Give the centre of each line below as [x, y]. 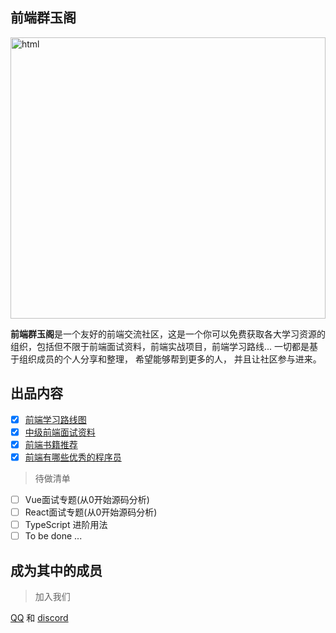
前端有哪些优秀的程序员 [73, 457]
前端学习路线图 [55, 419]
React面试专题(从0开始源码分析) [91, 512]
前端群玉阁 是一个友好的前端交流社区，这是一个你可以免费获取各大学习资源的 [168, 334]
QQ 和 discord [39, 617]
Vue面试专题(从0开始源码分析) [87, 499]
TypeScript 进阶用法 [66, 524]
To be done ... [53, 536]
